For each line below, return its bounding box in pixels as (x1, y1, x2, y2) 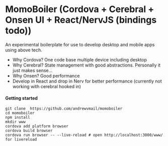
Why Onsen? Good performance (12, 72, 80, 79)
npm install (5, 115, 30, 120)
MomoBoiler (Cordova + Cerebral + (5, 4, 154, 15)
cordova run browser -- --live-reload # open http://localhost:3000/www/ (5, 132, 163, 138)
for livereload (5, 137, 37, 142)
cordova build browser (5, 128, 53, 133)
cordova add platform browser (5, 124, 69, 129)
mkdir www (5, 119, 26, 124)
